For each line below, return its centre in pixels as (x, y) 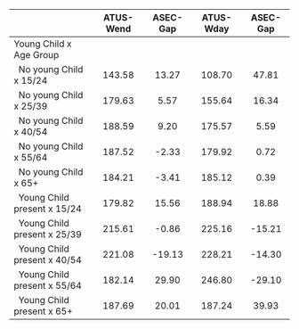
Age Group (36, 55)
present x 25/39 (48, 234)
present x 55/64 (48, 286)
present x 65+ (43, 311)
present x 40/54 (48, 260)
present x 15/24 (48, 209)
